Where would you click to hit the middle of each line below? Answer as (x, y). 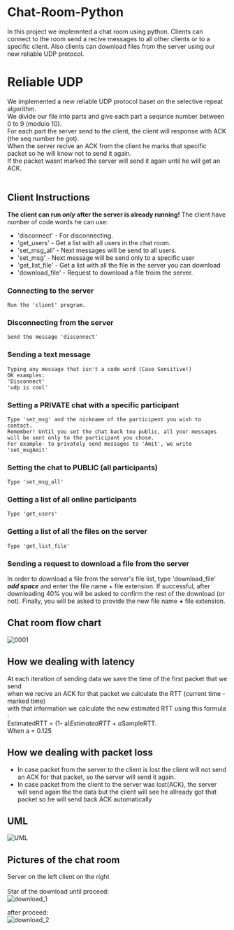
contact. (20, 426)
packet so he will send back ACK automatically (85, 799)
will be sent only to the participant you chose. (81, 437)
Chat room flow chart (54, 623)
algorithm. (22, 108)
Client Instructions (49, 197)
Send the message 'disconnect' (53, 337)
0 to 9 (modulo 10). (35, 124)
